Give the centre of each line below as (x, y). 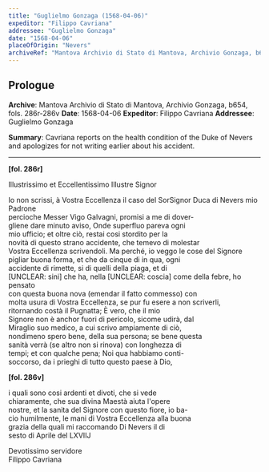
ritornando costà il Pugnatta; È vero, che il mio (84, 310)
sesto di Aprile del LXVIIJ (50, 435)
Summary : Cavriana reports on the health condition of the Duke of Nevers (131, 137)
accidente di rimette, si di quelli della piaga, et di (88, 268)
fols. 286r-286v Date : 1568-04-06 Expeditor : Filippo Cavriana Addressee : (131, 113)
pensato (22, 284)
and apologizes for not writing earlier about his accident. (102, 146)
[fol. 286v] (26, 377)
